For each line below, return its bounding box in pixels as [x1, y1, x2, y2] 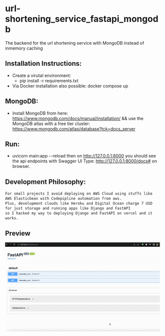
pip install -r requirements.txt [19, 78, 79, 83]
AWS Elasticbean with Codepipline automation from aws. [5, 196, 122, 201]
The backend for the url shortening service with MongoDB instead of [5, 40, 144, 46]
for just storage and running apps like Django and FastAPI [5, 206, 131, 211]
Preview [5, 229, 31, 237]
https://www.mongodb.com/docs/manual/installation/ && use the [12, 115, 144, 121]
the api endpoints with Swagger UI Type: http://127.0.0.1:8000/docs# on [12, 158, 157, 164]
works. [5, 216, 19, 221]
